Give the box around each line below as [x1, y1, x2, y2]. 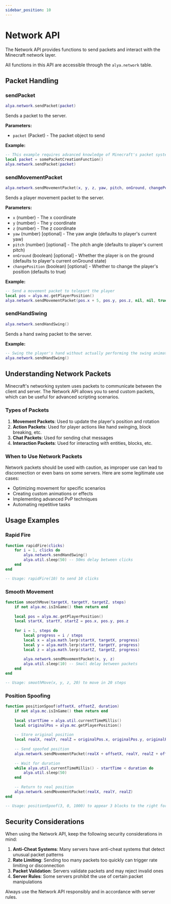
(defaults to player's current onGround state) [12, 257, 107, 264]
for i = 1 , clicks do [14, 548, 60, 553]
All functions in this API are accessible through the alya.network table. [5, 62, 153, 68]
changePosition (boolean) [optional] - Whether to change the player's [12, 263, 159, 269]
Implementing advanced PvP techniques [12, 496, 98, 502]
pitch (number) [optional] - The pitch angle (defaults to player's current [12, 241, 163, 248]
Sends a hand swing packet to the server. [5, 330, 93, 337]
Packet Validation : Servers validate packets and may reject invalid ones [12, 868, 164, 874]
